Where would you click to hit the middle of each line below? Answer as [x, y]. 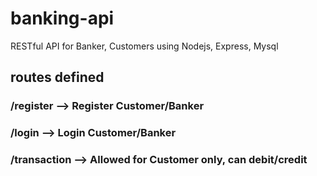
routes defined [57, 77]
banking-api [62, 18]
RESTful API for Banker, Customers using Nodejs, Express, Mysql [144, 46]
